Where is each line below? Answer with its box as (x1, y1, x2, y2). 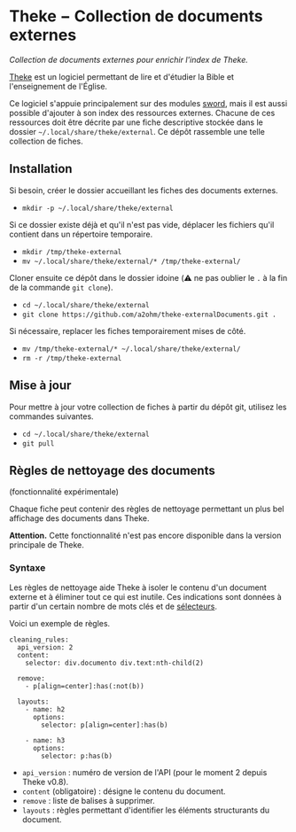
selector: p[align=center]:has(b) (41, 720, 168, 729)
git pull (21, 439, 55, 448)
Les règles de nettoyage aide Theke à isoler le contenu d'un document (9, 582, 268, 593)
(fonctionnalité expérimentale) (9, 486, 120, 497)
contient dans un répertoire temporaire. (9, 229, 153, 239)
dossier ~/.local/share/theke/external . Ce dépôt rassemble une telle (9, 126, 266, 136)
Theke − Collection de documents (9, 6, 263, 27)
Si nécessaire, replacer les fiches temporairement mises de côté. (9, 325, 246, 336)
